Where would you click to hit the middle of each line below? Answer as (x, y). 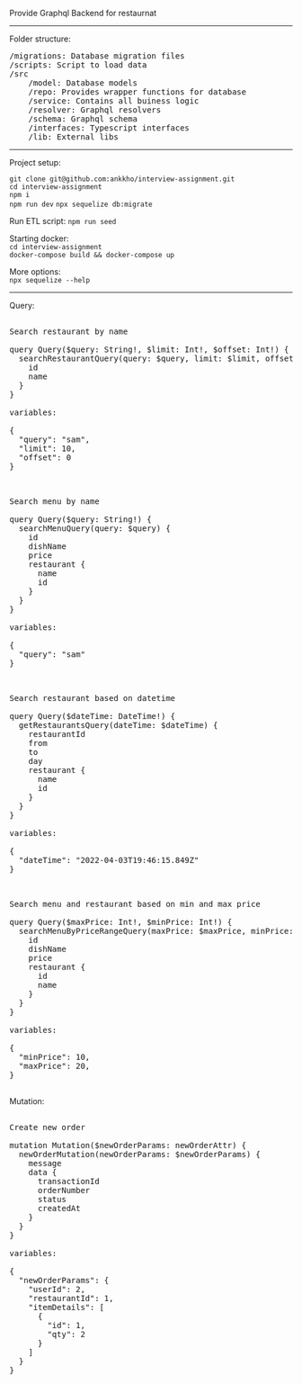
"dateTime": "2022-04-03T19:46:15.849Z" (109, 860)
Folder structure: (40, 39)
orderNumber (64, 1190)
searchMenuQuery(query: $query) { (94, 529)
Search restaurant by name (69, 332)
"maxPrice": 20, (54, 1066)
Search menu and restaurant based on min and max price (135, 904)
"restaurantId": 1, (71, 1298)
